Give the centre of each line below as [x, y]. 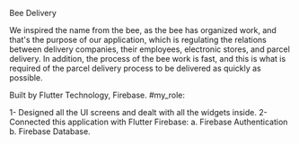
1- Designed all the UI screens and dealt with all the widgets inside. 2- [138, 112]
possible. [26, 78]
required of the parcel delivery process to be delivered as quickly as [136, 68]
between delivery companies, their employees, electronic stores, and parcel [149, 49]
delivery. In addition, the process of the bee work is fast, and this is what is [148, 59]
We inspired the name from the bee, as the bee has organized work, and [143, 30]
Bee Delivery [33, 13]
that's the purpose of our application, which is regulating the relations [138, 40]
